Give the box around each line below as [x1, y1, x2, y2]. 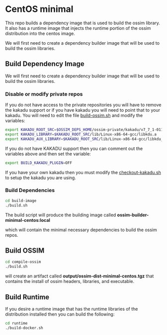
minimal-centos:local [5, 217, 51, 223]
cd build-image [5, 198, 37, 203]
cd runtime [5, 321, 28, 326]
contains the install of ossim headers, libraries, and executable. [5, 278, 135, 284]
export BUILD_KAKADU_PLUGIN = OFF [5, 160, 72, 165]
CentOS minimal [5, 3, 74, 15]
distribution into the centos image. [5, 30, 76, 36]
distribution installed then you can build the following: [5, 311, 115, 317]
